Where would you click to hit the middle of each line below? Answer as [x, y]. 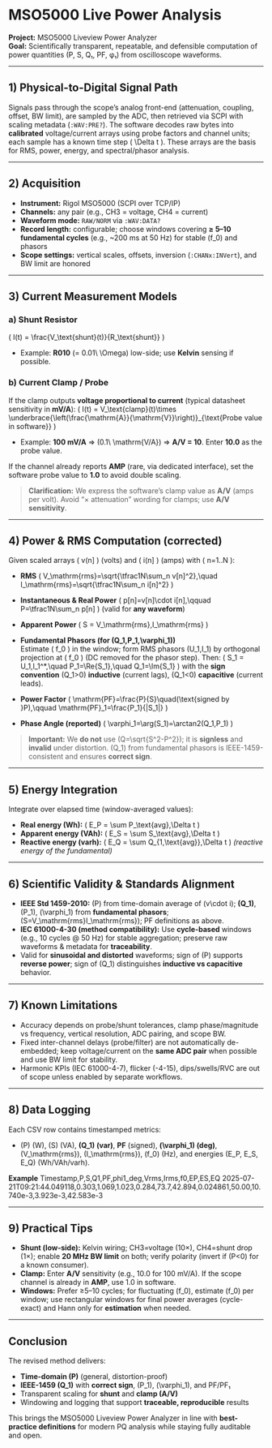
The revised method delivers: [57, 1361]
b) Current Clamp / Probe [59, 383]
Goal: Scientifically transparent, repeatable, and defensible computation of [133, 45]
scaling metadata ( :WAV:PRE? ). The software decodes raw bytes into [121, 124]
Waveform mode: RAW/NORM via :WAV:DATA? [90, 220]
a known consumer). [54, 1265]
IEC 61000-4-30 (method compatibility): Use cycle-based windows [136, 929]
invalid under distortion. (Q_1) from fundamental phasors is [126, 748]
